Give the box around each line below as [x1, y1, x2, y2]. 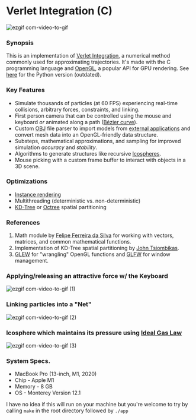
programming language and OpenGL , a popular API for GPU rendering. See [6, 65, 189, 72]
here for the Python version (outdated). [6, 71, 102, 78]
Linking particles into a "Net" [6, 300, 92, 308]
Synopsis [6, 39, 34, 47]
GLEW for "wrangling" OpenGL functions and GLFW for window [14, 251, 171, 258]
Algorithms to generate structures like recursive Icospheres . [14, 150, 162, 157]
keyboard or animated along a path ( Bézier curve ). [14, 118, 138, 125]
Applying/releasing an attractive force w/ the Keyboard [6, 272, 169, 280]
